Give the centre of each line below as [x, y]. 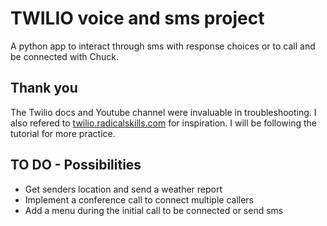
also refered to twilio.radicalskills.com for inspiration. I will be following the [164, 123]
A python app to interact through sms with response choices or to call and [163, 46]
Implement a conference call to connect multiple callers [139, 199]
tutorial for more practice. [63, 133]
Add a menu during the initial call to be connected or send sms [154, 210]
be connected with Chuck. [65, 56]
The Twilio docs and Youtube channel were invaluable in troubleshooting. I [163, 112]
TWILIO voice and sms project [137, 18]
